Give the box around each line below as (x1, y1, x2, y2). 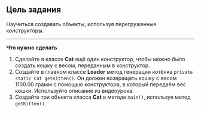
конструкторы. (6, 27, 44, 34)
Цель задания (6, 5, 62, 15)
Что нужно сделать (6, 44, 58, 51)
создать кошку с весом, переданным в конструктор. (14, 62, 151, 69)
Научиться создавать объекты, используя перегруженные (6, 20, 157, 27)
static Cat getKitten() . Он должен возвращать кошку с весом (14, 74, 177, 81)
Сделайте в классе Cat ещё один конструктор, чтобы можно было (14, 55, 185, 62)
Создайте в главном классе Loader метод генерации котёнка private (14, 68, 193, 75)
